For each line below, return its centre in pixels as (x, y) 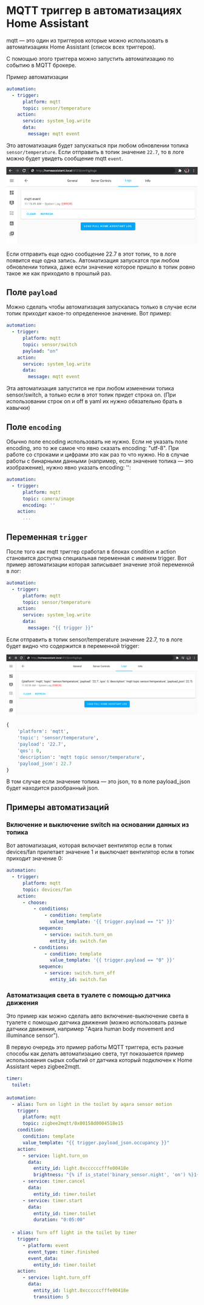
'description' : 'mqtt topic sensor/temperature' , (81, 757)
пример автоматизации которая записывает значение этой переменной (100, 565)
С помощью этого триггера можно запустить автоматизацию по (90, 58)
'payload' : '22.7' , (42, 744)
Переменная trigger (47, 537)
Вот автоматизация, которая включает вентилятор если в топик (90, 846)
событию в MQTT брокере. (42, 65)
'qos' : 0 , (30, 751)
